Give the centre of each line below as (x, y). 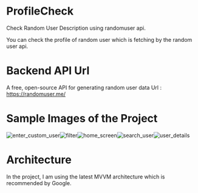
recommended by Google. (39, 183)
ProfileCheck (40, 11)
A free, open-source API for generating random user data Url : (84, 87)
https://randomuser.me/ (36, 94)
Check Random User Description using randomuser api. (76, 28)
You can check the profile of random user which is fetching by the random (99, 39)
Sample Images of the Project (82, 119)
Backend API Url (48, 71)
